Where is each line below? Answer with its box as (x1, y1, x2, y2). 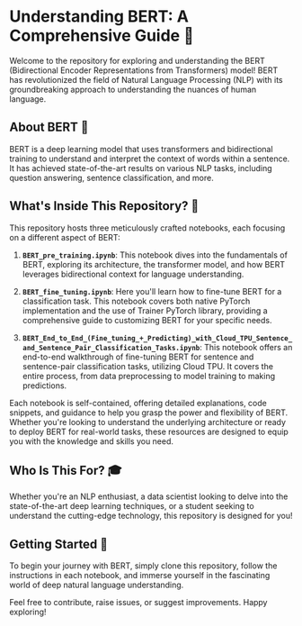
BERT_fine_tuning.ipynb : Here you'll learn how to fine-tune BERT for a (22, 286, 282, 296)
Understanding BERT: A (9, 6, 189, 27)
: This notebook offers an (199, 341, 293, 352)
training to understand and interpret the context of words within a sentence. (9, 153, 290, 164)
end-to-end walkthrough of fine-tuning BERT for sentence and (22, 351, 254, 362)
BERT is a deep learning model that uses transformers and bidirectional (9, 143, 273, 154)
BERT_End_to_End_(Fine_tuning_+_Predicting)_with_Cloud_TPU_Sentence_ (22, 333, 293, 343)
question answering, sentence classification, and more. (9, 172, 214, 183)
